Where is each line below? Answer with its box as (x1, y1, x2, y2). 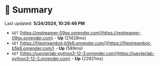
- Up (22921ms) (71, 55, 103, 61)
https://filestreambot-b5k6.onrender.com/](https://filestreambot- (21, 40, 152, 46)
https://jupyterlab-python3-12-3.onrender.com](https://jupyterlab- (21, 50, 155, 56)
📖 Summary (4, 4, 53, 16)
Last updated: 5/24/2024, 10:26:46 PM (4, 20, 85, 26)
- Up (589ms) (55, 45, 83, 51)
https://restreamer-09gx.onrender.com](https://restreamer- (21, 30, 141, 35)
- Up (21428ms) (54, 35, 87, 41)
